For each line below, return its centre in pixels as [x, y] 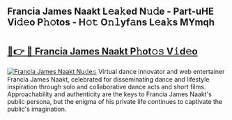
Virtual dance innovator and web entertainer [162, 72]
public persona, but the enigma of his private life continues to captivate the [115, 102]
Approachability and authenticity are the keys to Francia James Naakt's [110, 94]
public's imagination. [37, 109]
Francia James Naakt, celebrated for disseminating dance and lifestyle [108, 79]
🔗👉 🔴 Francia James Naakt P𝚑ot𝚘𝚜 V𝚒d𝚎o [102, 51]
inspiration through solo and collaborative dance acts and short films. [107, 87]
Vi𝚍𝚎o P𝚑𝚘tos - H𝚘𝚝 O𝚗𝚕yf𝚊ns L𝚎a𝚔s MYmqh [111, 23]
